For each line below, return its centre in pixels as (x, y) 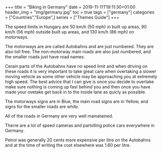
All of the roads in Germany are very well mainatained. (59, 116)
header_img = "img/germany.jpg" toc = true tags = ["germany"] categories (80, 12)
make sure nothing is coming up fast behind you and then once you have (78, 87)
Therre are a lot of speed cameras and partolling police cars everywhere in (80, 125)
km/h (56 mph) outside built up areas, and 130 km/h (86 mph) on (70, 32)
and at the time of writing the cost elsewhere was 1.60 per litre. (68, 145)
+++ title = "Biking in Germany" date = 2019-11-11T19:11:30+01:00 (70, 7)
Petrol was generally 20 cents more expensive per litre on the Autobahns (78, 140)
